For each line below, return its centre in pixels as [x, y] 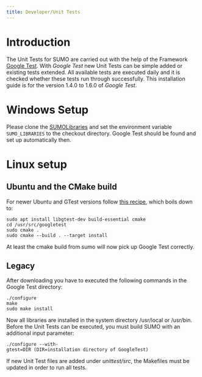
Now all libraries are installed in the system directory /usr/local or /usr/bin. [99, 320]
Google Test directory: [34, 287]
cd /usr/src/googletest [37, 225]
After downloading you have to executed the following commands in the [97, 280]
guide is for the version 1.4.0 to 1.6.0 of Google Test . [72, 85]
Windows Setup [47, 110]
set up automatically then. [39, 140]
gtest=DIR [19, 350]
